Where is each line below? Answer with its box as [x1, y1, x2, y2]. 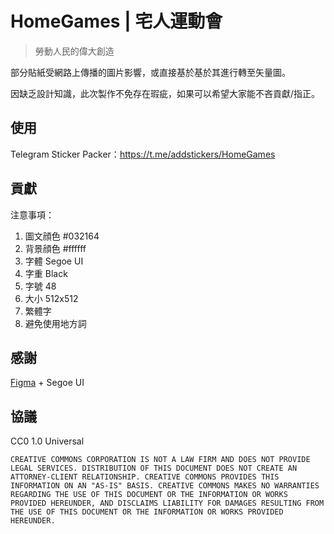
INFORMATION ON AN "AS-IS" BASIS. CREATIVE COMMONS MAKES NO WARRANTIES [10, 481, 320, 491]
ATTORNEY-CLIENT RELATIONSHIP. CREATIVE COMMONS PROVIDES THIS [10, 472, 280, 482]
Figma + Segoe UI [10, 377, 85, 389]
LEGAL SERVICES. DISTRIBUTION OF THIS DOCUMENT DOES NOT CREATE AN [10, 463, 298, 474]
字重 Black [24, 267, 68, 279]
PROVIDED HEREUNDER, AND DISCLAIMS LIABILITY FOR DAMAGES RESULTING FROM [10, 498, 325, 509]
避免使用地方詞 [24, 317, 87, 329]
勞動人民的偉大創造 [34, 45, 115, 57]
